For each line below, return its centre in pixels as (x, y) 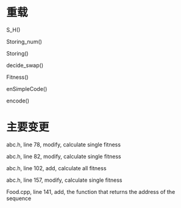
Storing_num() (24, 41)
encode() (18, 101)
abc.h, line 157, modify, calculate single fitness (64, 180)
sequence (19, 198)
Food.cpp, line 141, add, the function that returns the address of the (91, 192)
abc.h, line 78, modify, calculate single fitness (63, 145)
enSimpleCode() (27, 88)
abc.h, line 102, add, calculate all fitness (56, 168)
